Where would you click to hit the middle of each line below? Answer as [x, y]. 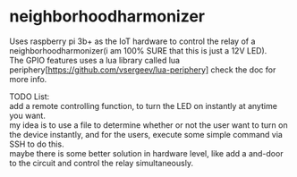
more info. [28, 79]
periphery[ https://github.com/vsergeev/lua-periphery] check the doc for [143, 70]
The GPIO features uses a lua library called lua [95, 60]
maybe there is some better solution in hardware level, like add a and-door [146, 153]
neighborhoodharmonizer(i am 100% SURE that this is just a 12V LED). [138, 50]
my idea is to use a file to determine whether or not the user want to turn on [148, 125]
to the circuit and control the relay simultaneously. [102, 163]
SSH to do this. [37, 144]
